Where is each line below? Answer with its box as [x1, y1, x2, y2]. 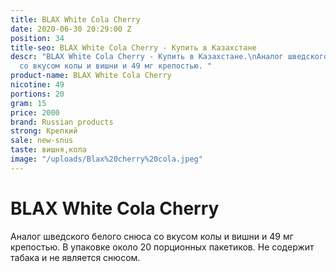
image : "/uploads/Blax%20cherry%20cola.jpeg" [10, 154, 203, 164]
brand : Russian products [10, 117, 114, 127]
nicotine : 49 [10, 80, 65, 90]
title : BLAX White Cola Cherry [10, 14, 141, 25]
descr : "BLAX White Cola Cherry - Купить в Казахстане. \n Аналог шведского [10, 52, 329, 62]
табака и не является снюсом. [10, 251, 141, 263]
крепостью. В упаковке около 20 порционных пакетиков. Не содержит [10, 241, 315, 253]
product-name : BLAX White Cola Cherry [10, 71, 172, 81]
